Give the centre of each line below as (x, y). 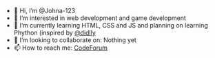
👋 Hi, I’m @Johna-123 (44, 11)
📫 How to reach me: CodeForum (61, 48)
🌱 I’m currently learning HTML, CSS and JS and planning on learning (111, 25)
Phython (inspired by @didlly (55, 32)
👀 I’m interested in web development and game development (100, 18)
